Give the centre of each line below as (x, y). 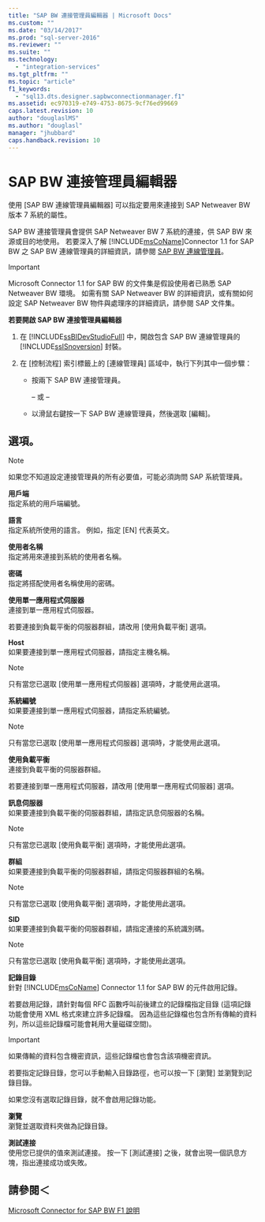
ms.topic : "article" (42, 81)
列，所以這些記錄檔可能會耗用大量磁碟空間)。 (82, 1024)
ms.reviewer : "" (35, 45)
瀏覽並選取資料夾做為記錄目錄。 (60, 1126)
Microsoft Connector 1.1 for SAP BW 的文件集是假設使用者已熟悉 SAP (120, 283)
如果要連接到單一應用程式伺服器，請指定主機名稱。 (91, 652)
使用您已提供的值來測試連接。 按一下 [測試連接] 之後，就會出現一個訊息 (124, 1153)
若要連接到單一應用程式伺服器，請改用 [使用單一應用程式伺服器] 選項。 (123, 786)
